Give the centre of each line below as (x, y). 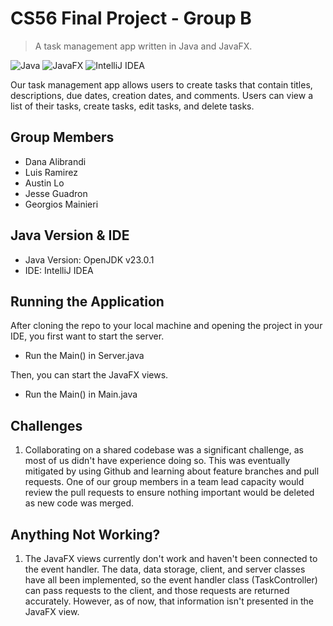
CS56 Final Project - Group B (131, 18)
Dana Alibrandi (55, 161)
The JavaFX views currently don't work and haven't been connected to (171, 558)
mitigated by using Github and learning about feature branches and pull (172, 471)
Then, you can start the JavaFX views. (89, 375)
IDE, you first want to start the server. (87, 336)
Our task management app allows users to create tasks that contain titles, (161, 84)
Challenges (46, 425)
